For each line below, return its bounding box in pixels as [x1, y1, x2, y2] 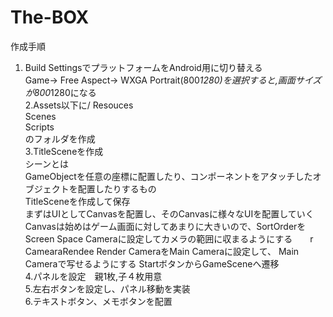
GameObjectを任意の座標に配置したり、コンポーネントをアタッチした [24, 170, 313, 182]
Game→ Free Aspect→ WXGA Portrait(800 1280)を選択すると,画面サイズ [24, 74, 322, 86]
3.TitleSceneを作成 [24, 145, 104, 157]
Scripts [24, 121, 55, 133]
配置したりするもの [77, 182, 157, 195]
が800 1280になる [24, 86, 97, 98]
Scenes [24, 110, 57, 122]
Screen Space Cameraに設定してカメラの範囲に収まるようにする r [24, 232, 314, 245]
